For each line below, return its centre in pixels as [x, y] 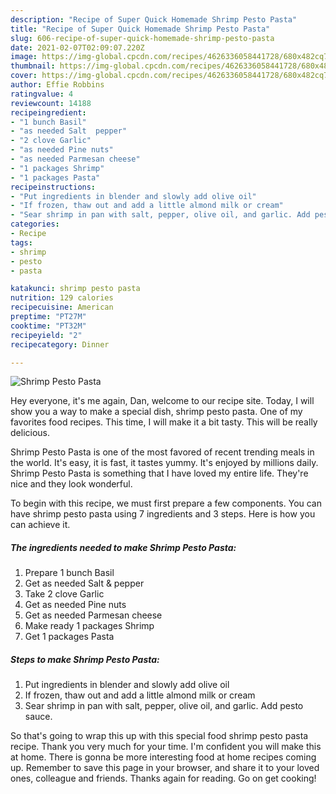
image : [24, 57]
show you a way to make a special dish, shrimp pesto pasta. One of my [156, 412]
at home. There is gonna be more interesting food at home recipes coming [163, 757]
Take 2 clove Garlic [64, 594]
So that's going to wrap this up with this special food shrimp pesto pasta [159, 736]
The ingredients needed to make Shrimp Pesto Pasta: [123, 547]
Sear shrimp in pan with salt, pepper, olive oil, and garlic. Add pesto [164, 706]
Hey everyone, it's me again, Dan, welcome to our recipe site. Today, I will [162, 401]
